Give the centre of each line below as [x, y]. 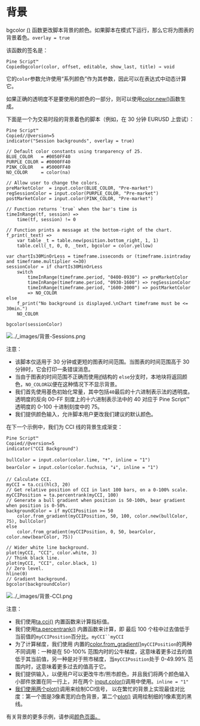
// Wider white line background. [48, 547]
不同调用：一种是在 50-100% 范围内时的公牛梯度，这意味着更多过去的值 [104, 651]
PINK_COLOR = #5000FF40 [38, 167]
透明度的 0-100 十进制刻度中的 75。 [59, 406]
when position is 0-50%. [37, 506]
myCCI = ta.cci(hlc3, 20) [38, 485]
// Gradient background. [37, 579]
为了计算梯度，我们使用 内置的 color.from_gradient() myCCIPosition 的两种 [103, 644]
